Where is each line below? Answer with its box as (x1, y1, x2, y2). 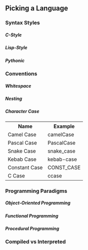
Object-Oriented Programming (5, 200, 71, 206)
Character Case (5, 109, 39, 115)
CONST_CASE (47, 164, 81, 171)
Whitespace (5, 83, 32, 89)
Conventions (5, 70, 38, 78)
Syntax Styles (5, 19, 40, 26)
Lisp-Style (5, 45, 28, 51)
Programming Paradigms (5, 187, 67, 194)
